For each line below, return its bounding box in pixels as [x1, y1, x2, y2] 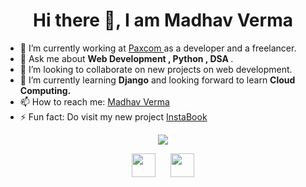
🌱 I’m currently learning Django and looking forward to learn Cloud [19, 74, 296, 86]
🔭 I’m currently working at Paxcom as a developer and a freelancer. [19, 42, 297, 54]
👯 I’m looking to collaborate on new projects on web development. [19, 63, 293, 75]
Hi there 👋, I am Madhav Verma [33, 9, 293, 32]
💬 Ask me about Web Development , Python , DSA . [19, 52, 234, 64]
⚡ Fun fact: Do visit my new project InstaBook [19, 110, 208, 123]
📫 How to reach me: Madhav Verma [19, 95, 170, 108]
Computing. [19, 84, 72, 96]
